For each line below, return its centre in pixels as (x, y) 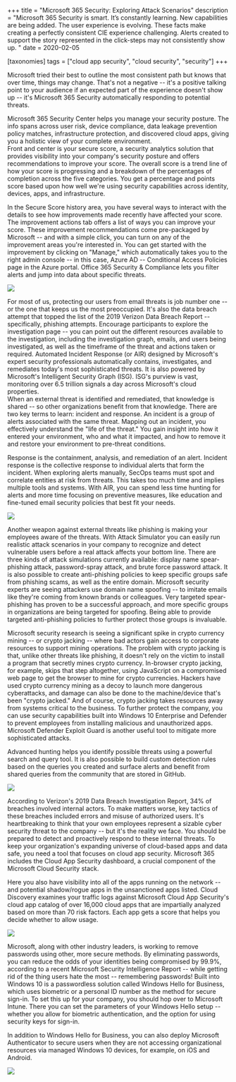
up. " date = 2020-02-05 (43, 48)
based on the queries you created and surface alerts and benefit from (108, 767)
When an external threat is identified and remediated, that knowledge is (111, 399)
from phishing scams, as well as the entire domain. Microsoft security (108, 582)
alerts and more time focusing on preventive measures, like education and (115, 495)
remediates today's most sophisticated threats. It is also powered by (106, 369)
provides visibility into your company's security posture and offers (103, 156)
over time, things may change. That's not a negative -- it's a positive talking (117, 83)
